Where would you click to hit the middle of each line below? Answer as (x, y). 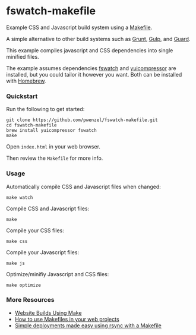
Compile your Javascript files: (42, 252)
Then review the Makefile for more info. (55, 158)
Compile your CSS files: (35, 230)
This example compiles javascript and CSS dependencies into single (90, 50)
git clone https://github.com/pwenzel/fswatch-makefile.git (82, 120)
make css (17, 241)
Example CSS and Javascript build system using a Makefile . (79, 27)
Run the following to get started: (45, 109)
